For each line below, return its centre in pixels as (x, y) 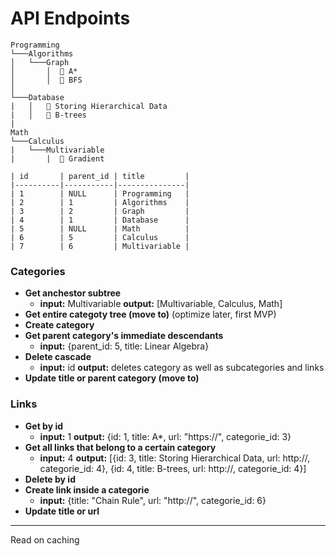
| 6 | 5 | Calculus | (100, 237)
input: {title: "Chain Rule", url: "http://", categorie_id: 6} (153, 500)
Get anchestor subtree (73, 293)
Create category (59, 325)
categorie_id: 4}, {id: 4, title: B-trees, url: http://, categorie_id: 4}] (173, 468)
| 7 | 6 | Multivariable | (100, 246)
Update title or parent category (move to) (112, 378)
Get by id (44, 426)
